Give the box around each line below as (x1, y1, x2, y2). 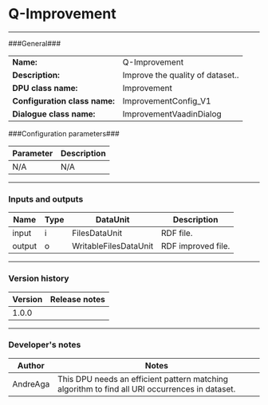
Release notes (50, 293, 106, 305)
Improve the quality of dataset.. (122, 69, 239, 81)
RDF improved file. (160, 241, 231, 252)
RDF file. (160, 228, 193, 239)
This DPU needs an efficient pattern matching (57, 373, 229, 384)
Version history (8, 273, 69, 284)
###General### (8, 38, 61, 48)
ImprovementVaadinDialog (122, 108, 222, 120)
